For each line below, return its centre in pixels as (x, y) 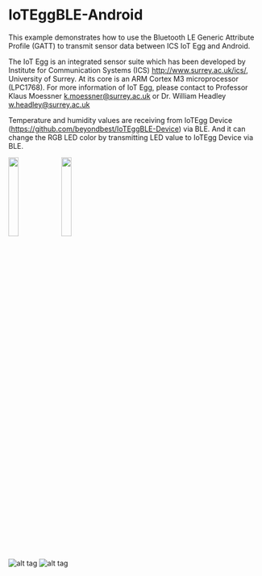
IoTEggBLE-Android (76, 15)
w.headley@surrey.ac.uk (49, 104)
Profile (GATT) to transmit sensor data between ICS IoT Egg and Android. (129, 45)
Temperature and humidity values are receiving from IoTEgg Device (121, 120)
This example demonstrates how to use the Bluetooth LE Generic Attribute (131, 37)
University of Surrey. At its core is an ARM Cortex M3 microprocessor (124, 78)
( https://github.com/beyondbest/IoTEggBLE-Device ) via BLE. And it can (127, 129)
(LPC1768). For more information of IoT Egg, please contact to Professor (128, 87)
